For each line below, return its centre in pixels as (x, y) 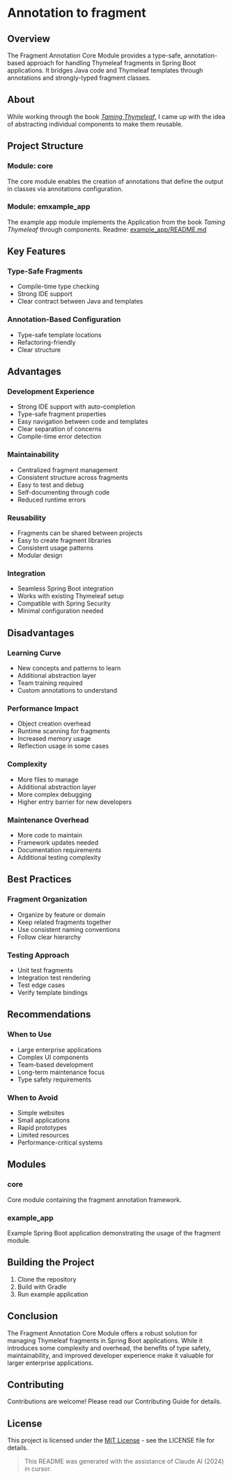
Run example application (53, 1294)
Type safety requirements (54, 1080)
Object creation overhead (54, 724)
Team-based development (55, 1064)
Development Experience (51, 392)
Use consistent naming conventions (69, 929)
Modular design (40, 555)
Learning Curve (34, 653)
